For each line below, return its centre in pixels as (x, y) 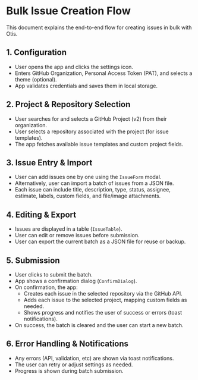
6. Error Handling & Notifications (67, 344)
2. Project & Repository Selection (68, 104)
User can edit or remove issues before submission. (77, 235)
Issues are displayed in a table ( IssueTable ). (69, 229)
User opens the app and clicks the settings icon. (74, 67)
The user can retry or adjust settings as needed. (74, 365)
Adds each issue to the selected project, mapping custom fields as (105, 300)
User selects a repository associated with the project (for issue (92, 131)
